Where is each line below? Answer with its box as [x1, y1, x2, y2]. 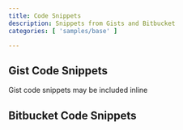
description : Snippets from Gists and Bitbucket [8, 19, 176, 27]
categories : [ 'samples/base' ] [8, 27, 117, 35]
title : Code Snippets [8, 11, 82, 20]
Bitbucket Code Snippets [8, 108, 137, 122]
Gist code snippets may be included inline [8, 86, 148, 95]
